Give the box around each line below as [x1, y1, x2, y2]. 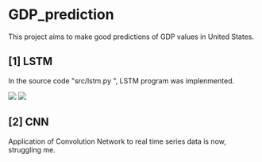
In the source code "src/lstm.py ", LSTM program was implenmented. [8, 75, 235, 85]
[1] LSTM [8, 55, 53, 68]
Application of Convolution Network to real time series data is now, [8, 137, 226, 146]
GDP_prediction [8, 6, 114, 24]
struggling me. [8, 145, 56, 154]
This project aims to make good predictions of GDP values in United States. [8, 32, 254, 41]
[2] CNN [8, 115, 49, 129]
